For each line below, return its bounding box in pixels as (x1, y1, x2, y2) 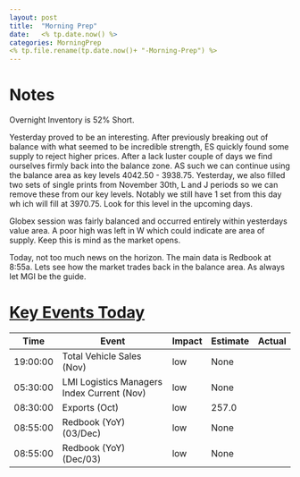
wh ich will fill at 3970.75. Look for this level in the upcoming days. (9, 199, 253, 209)
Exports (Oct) (62, 402, 119, 413)
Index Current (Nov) (62, 387, 146, 399)
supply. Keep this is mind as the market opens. (9, 234, 181, 246)
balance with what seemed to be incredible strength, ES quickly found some (9, 141, 289, 152)
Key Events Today (9, 302, 146, 323)
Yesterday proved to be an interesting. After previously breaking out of (9, 132, 269, 143)
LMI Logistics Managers (62, 376, 163, 388)
